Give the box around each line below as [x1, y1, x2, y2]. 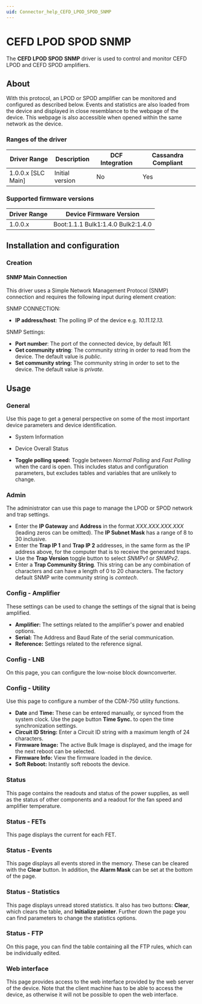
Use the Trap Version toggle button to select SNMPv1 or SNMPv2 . [14, 554, 179, 562]
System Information [14, 433, 64, 440]
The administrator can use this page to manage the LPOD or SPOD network [6, 504, 193, 512]
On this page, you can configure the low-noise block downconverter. [6, 669, 177, 676]
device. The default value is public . [14, 353, 102, 360]
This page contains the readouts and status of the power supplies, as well [6, 789, 189, 796]
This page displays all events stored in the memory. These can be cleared [6, 860, 189, 867]
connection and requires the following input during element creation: [6, 293, 176, 300]
